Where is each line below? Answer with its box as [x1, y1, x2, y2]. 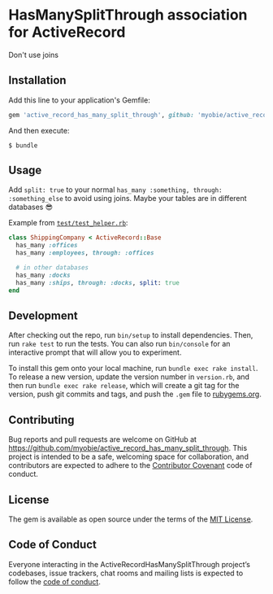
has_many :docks [15, 271, 71, 279]
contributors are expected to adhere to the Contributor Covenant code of [8, 461, 253, 470]
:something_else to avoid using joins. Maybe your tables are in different [8, 194, 247, 203]
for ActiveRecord [8, 23, 126, 41]
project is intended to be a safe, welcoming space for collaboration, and [8, 452, 249, 461]
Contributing [8, 413, 75, 426]
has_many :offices [15, 242, 79, 250]
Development [8, 308, 79, 322]
